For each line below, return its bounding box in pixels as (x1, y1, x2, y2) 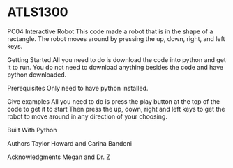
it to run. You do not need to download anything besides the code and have (7, 63, 224, 71)
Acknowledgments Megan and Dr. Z (7, 153, 110, 161)
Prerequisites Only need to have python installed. (7, 84, 149, 92)
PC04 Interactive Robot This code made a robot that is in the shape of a (7, 27, 213, 36)
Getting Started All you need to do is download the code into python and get (7, 55, 227, 63)
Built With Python (7, 125, 57, 134)
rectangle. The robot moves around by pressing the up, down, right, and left (7, 34, 225, 43)
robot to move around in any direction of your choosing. (7, 112, 167, 121)
